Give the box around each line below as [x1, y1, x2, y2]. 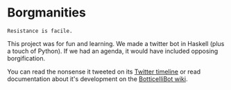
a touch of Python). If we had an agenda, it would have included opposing [7, 47, 219, 55]
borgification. [7, 54, 46, 63]
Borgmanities [7, 5, 87, 21]
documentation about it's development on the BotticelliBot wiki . [7, 74, 188, 83]
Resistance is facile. [7, 27, 73, 34]
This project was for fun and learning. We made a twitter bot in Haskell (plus [7, 39, 225, 47]
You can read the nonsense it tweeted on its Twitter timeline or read [7, 67, 201, 76]
